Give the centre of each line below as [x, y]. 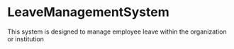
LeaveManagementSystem [88, 12]
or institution [26, 38]
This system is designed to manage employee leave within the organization [117, 31]
